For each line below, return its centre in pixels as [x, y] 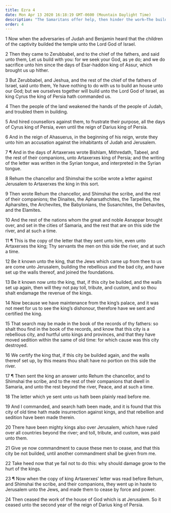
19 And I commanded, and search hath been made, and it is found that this [83, 407]
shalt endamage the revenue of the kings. [49, 293]
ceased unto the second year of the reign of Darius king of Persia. [75, 505]
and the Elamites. [23, 210]
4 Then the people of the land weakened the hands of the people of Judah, [84, 106]
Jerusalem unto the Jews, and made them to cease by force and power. [81, 490]
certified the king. [24, 314]
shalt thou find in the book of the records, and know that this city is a [77, 329]
